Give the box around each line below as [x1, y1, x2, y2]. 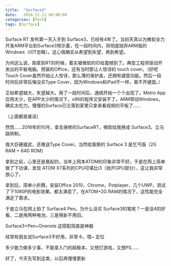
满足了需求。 [5, 195, 32, 201]
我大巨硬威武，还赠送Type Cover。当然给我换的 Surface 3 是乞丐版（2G [5, 141, 157, 148]
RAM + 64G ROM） [5, 148, 46, 154]
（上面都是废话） [5, 113, 41, 120]
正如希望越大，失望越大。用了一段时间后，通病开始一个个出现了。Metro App [5, 90, 166, 96]
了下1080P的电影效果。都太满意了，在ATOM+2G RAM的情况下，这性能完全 [5, 189, 163, 195]
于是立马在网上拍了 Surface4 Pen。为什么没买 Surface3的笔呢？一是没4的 [5, 206, 161, 212]
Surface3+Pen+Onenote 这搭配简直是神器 [5, 223, 94, 229]
